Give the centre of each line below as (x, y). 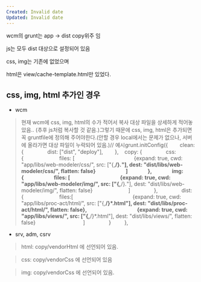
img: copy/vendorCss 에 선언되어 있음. (68, 272)
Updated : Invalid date (35, 18)
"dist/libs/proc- (168, 203)
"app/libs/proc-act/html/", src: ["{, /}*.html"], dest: (84, 203)
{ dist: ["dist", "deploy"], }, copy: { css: (98, 152)
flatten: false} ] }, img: (122, 171)
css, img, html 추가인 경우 (53, 95)
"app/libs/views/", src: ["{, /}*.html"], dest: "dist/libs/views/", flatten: (106, 216)
